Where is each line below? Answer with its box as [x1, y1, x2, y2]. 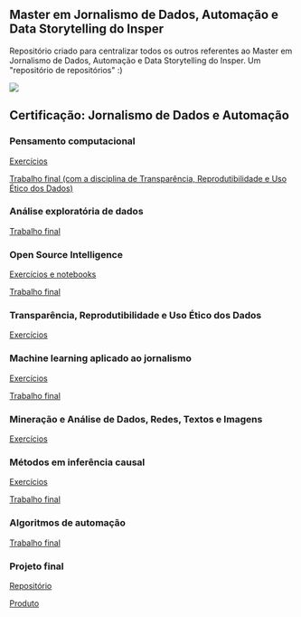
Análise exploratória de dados [9, 205, 144, 218]
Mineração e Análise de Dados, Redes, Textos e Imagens [9, 413, 263, 425]
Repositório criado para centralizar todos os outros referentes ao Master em [9, 45, 293, 56]
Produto [9, 597, 40, 609]
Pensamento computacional [9, 135, 136, 147]
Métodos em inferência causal [9, 456, 146, 469]
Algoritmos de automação [9, 517, 127, 529]
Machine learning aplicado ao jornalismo [9, 352, 192, 365]
